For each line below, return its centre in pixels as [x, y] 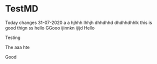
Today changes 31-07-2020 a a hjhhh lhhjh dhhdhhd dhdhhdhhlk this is [79, 22]
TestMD [22, 9]
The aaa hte [17, 47]
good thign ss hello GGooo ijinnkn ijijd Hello [50, 27]
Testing [13, 37]
